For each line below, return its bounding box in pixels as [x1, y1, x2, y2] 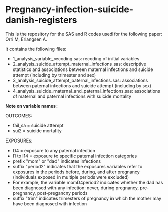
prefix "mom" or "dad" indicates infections [12, 158, 101, 164]
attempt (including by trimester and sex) [12, 72, 96, 78]
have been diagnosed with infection [12, 200, 87, 207]
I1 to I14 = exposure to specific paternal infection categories [12, 153, 137, 159]
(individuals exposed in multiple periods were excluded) [12, 174, 129, 180]
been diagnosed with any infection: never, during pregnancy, [12, 185, 139, 191]
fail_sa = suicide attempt [12, 122, 64, 128]
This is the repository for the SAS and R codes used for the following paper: [5, 31, 162, 37]
